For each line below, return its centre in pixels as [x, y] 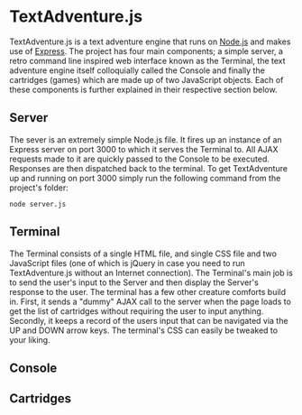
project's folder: [39, 188]
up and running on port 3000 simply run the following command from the [145, 178]
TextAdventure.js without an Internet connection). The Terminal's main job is [151, 272]
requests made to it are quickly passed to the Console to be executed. [140, 159]
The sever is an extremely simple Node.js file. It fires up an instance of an [146, 139]
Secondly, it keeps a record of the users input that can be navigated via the [149, 320]
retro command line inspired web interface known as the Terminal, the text [147, 60]
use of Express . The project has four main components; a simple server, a [146, 51]
